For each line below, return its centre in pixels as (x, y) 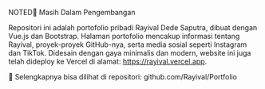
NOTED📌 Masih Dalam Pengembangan (72, 12)
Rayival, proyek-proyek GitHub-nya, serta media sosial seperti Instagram (128, 44)
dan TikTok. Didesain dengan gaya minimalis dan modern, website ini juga (130, 53)
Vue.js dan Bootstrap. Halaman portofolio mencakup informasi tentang (124, 36)
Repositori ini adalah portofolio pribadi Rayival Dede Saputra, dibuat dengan (133, 27)
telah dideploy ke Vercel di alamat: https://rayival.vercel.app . (108, 61)
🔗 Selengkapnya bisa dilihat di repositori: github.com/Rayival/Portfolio (123, 77)
